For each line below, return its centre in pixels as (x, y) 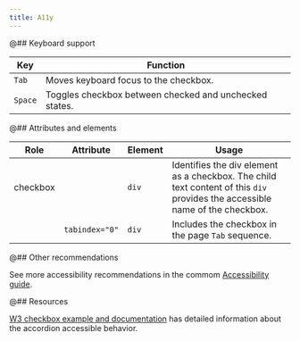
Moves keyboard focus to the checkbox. (129, 79)
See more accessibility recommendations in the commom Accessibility (139, 274)
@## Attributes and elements (63, 128)
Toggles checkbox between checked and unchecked (156, 95)
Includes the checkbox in (225, 224)
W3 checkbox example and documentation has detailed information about (145, 319)
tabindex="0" (91, 229)
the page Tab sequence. (222, 235)
